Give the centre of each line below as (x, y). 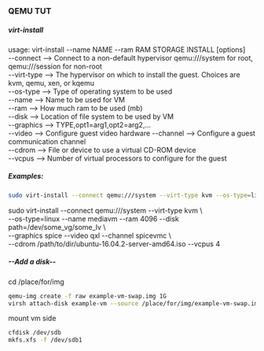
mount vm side (32, 318)
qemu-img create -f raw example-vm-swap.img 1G (88, 296)
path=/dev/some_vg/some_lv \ (57, 227)
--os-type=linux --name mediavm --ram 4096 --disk (93, 219)
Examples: (26, 176)
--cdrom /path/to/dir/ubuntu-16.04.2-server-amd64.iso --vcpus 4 (114, 244)
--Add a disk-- (32, 262)
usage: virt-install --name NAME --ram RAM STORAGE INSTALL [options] (127, 50)
